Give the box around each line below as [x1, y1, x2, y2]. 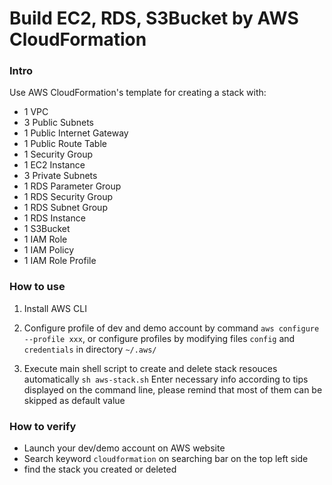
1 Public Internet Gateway [23, 127, 129, 139]
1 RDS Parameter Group [23, 180, 122, 192]
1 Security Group [23, 148, 94, 161]
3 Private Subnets [23, 170, 98, 182]
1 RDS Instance [23, 212, 86, 224]
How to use [9, 280, 66, 294]
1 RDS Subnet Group [23, 202, 108, 214]
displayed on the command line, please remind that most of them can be [23, 383, 323, 396]
